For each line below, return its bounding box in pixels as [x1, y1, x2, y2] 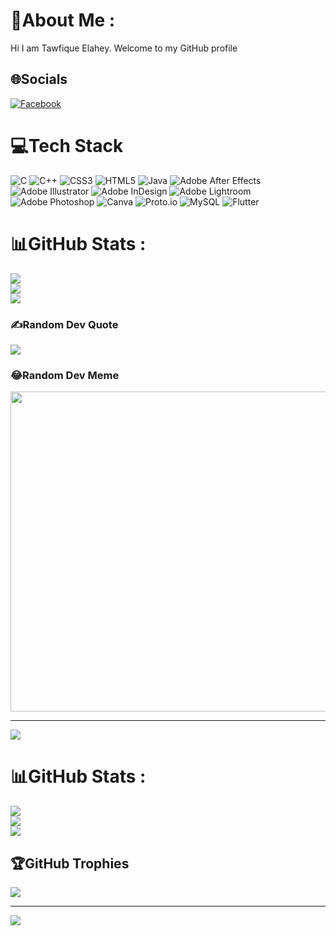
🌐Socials [10, 71, 68, 88]
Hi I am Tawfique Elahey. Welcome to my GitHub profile [10, 42, 238, 54]
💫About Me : [10, 9, 116, 32]
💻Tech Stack [10, 134, 124, 157]
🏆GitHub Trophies [10, 855, 130, 872]
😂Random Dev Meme [10, 368, 120, 382]
